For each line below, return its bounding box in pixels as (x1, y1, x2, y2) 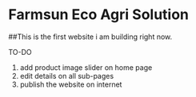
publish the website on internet (19, 80, 122, 89)
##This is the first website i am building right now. (8, 32, 173, 41)
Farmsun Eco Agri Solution (8, 6, 190, 24)
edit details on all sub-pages (19, 71, 114, 80)
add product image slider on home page (19, 62, 153, 72)
